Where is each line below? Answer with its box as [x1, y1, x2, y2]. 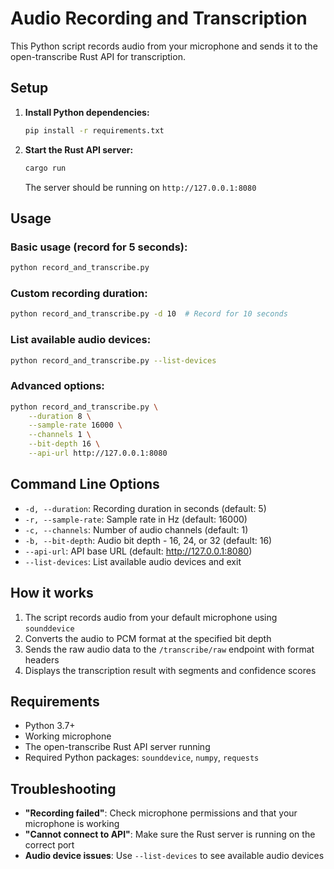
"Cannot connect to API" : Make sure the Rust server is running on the [24, 828, 316, 841]
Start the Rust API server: [24, 143, 134, 156]
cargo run [24, 163, 67, 173]
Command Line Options [10, 476, 160, 493]
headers [24, 653, 60, 666]
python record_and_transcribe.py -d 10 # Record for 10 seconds [10, 309, 288, 319]
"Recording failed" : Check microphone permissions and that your [24, 807, 298, 819]
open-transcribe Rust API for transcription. [10, 50, 186, 62]
